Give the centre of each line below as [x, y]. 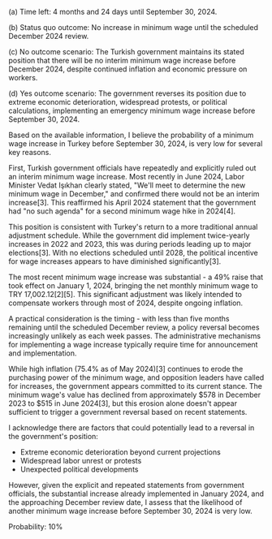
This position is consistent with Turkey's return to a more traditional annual [133, 227]
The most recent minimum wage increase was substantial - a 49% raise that [136, 277]
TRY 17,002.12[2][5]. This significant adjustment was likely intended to [125, 294]
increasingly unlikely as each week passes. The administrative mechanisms [135, 336]
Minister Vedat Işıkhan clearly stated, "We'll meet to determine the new [127, 185]
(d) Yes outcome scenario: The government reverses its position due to [127, 93]
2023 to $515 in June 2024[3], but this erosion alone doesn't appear [123, 403]
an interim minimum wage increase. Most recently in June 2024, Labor [127, 177]
